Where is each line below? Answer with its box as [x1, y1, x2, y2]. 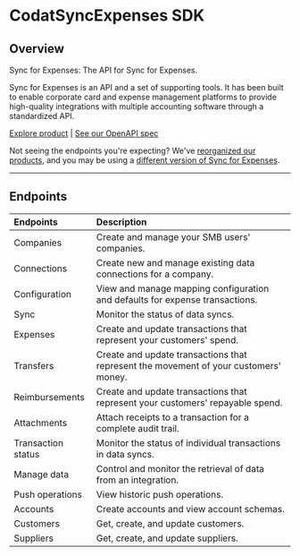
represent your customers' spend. [96, 333, 239, 346]
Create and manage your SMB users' [96, 230, 251, 243]
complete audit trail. [96, 422, 180, 434]
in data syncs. [96, 448, 154, 460]
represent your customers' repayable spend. [96, 396, 283, 408]
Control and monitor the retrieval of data [96, 462, 265, 475]
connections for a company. [96, 268, 214, 280]
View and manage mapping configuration [96, 282, 270, 295]
